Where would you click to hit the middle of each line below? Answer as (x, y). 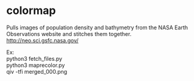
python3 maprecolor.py (36, 65)
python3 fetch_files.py (34, 58)
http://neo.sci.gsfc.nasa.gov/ (42, 40)
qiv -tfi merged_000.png (37, 71)
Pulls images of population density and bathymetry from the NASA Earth (97, 27)
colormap (31, 11)
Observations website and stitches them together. (69, 33)
